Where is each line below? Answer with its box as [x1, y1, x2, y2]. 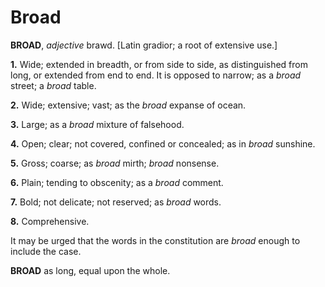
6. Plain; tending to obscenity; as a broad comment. [10, 176, 224, 188]
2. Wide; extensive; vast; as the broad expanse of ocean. [10, 99, 247, 111]
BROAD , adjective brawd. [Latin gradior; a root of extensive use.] [10, 39, 278, 51]
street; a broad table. [10, 79, 97, 91]
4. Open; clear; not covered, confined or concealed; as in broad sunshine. [10, 137, 316, 150]
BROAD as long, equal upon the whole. [10, 264, 171, 276]
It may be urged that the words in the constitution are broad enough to [10, 234, 301, 246]
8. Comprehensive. [10, 215, 90, 227]
